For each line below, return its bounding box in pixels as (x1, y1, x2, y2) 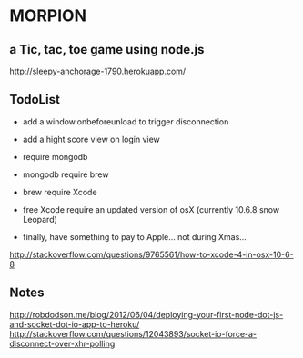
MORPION (9, 5, 86, 26)
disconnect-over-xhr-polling (9, 338, 116, 349)
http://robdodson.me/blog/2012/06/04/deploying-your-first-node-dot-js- (9, 309, 284, 320)
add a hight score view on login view (22, 134, 161, 144)
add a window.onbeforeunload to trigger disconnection (22, 115, 229, 127)
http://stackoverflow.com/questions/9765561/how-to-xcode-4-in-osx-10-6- (9, 249, 294, 260)
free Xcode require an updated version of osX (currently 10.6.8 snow (22, 204, 280, 214)
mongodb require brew (22, 169, 109, 180)
